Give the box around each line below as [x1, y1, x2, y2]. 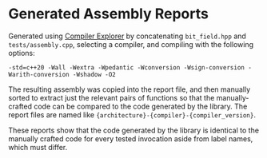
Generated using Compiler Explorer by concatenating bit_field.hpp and [8, 31, 246, 41]
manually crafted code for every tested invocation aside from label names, [8, 133, 253, 144]
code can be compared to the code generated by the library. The [33, 101, 248, 111]
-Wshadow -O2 [72, 70, 116, 78]
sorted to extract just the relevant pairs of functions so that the [8, 93, 215, 102]
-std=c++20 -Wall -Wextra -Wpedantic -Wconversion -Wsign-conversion [8, 63, 245, 72]
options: [8, 48, 36, 57]
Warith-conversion [8, 70, 70, 78]
